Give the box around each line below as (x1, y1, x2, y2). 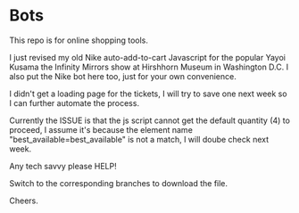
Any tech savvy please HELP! (9, 160, 118, 171)
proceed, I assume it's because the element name (9, 124, 194, 135)
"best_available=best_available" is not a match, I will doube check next (9, 134, 270, 144)
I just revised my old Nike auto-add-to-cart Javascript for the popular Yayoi (9, 52, 286, 62)
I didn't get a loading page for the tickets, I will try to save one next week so (9, 88, 287, 99)
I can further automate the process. (9, 97, 140, 108)
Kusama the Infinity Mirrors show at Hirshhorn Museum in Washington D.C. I (9, 61, 288, 72)
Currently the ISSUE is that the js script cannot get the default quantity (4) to (9, 115, 290, 126)
